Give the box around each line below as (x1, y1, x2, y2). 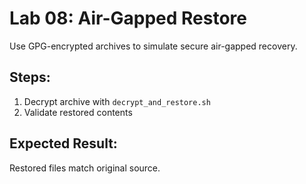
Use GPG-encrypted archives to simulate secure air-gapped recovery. (9, 40, 298, 52)
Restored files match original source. (9, 162, 161, 174)
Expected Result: (9, 135, 118, 152)
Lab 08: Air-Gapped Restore (9, 7, 247, 30)
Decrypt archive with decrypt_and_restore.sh (23, 95, 211, 107)
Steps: (9, 69, 51, 86)
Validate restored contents (23, 106, 133, 118)
